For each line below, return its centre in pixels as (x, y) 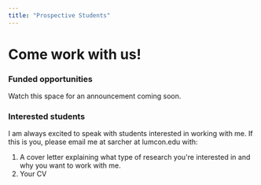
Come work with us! (75, 54)
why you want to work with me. (70, 165)
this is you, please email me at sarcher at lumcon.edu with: (103, 142)
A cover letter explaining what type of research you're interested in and (135, 157)
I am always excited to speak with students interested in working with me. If (130, 134)
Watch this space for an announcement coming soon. (95, 96)
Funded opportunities (50, 79)
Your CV (33, 174)
